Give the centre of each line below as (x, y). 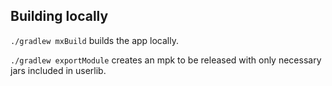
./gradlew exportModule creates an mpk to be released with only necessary (166, 60)
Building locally (59, 16)
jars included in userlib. (58, 70)
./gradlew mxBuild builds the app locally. (94, 40)
